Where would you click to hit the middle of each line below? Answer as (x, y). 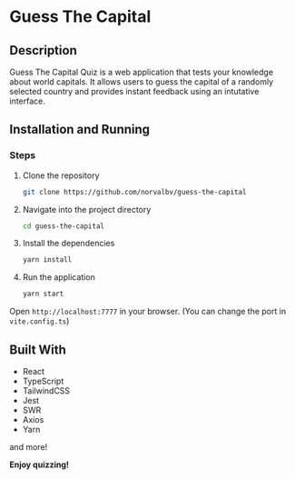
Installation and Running (80, 130)
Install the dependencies (69, 244)
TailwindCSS (46, 391)
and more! (29, 447)
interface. (27, 101)
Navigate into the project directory (87, 209)
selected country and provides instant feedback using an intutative (134, 91)
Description (43, 50)
